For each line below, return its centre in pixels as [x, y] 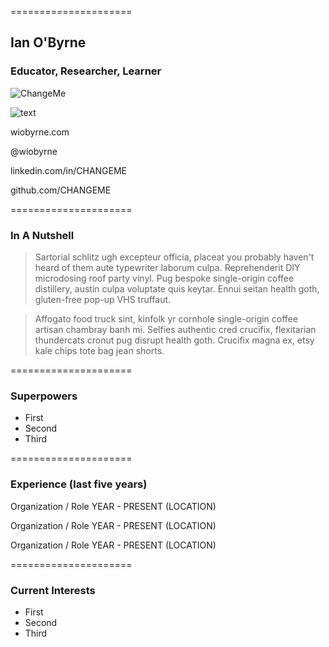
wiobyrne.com [40, 132]
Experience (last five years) [79, 484]
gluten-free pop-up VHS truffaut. [103, 299]
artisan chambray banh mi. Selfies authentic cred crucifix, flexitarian [175, 329]
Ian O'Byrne [48, 42]
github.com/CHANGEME [61, 190]
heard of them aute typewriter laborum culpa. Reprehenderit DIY [167, 267]
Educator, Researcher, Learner [86, 71]
